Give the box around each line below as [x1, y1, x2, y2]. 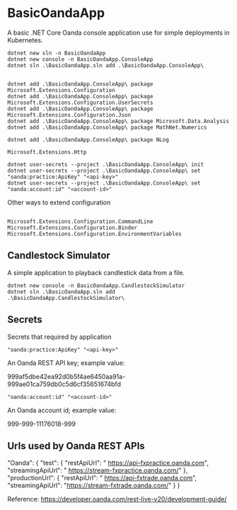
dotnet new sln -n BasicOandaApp [7, 50, 106, 57]
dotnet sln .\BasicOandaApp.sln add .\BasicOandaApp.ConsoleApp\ [7, 62, 204, 69]
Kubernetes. [7, 35, 43, 44]
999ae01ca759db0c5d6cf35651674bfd [7, 380, 122, 388]
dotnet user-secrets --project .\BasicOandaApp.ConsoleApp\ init [7, 161, 204, 168]
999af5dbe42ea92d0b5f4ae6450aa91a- [7, 372, 126, 381]
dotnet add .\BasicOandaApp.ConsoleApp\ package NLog [7, 136, 170, 143]
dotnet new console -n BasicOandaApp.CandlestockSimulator [7, 282, 185, 289]
